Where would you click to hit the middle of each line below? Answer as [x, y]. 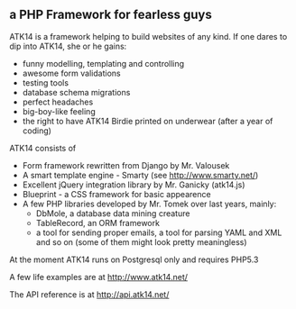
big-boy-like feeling [59, 111]
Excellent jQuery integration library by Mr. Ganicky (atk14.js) [134, 185]
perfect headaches [58, 102]
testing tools [46, 82]
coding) [37, 131]
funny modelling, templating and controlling [103, 63]
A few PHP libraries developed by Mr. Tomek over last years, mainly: [149, 204]
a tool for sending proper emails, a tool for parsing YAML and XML [159, 232]
